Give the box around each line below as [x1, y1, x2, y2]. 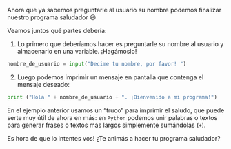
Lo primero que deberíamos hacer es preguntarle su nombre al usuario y [17, 40, 224, 48]
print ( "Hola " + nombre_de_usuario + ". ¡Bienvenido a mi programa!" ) [7, 93, 217, 101]
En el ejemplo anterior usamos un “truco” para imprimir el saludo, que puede [7, 106, 225, 115]
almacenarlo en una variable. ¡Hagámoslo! [17, 48, 137, 55]
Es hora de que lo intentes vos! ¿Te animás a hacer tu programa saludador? [7, 134, 221, 142]
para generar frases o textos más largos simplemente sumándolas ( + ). [7, 121, 206, 129]
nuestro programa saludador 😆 [7, 13, 97, 21]
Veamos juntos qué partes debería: [7, 27, 107, 34]
